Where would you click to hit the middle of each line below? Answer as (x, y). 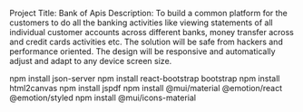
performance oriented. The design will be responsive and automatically (142, 51)
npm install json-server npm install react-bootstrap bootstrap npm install (145, 79)
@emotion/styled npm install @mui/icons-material (103, 98)
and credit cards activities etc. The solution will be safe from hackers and (146, 42)
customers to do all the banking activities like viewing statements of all (142, 23)
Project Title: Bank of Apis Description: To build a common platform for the (149, 13)
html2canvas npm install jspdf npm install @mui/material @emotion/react (146, 88)
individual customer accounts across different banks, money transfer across (152, 32)
